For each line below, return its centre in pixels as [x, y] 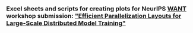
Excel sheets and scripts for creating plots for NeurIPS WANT [96, 9]
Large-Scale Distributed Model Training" [66, 23]
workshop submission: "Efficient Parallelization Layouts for [94, 16]
